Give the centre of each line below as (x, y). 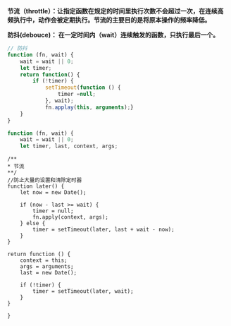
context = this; (44, 260)
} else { (33, 224)
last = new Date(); (49, 273)
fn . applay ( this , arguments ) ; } (89, 107)
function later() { (36, 186)
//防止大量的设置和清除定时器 (45, 180)
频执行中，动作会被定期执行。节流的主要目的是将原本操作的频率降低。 (109, 20)
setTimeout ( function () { (83, 87)
